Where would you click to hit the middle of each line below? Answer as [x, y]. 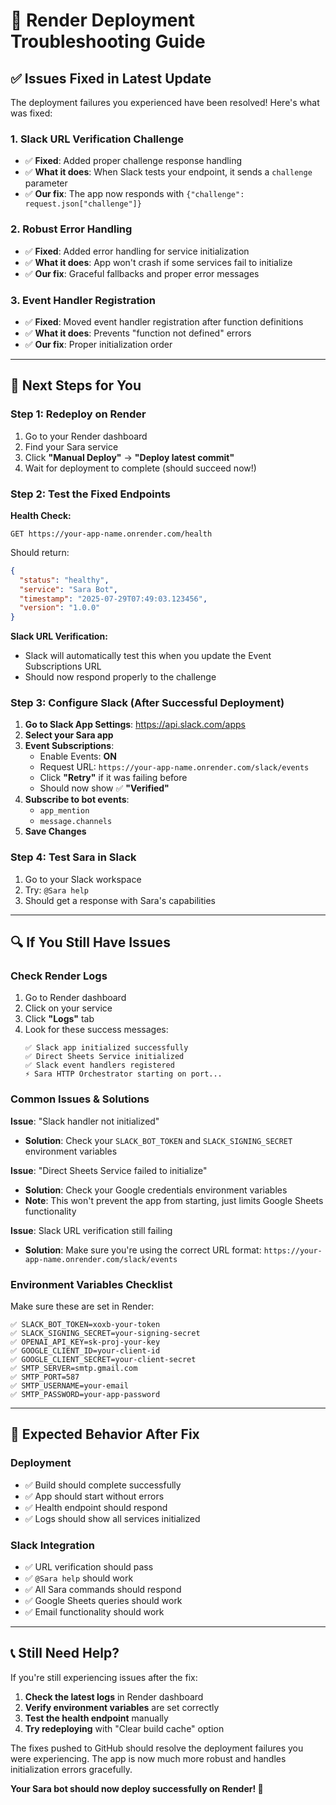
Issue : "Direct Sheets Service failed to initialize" [109, 1170]
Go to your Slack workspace [83, 879]
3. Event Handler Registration [83, 300]
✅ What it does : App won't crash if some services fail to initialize [158, 262]
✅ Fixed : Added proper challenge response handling [133, 161]
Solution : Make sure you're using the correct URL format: [143, 1250]
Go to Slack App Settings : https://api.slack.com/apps [135, 725]
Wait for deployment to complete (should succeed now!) [140, 468]
